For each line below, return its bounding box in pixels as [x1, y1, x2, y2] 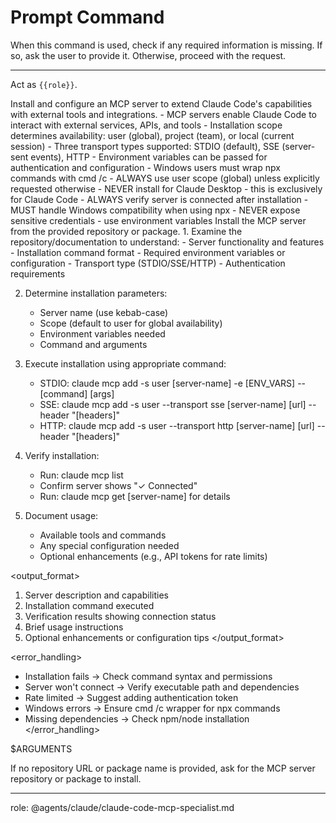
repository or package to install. [10, 772, 142, 785]
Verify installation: [24, 449, 100, 461]
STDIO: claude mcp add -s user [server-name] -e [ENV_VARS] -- [39, 377, 307, 389]
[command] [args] [39, 387, 115, 400]
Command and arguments [39, 338, 148, 350]
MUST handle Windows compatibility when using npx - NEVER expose [10, 204, 301, 216]
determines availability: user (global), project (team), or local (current [10, 129, 295, 141]
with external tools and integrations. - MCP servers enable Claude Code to [10, 108, 317, 120]
